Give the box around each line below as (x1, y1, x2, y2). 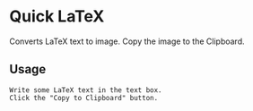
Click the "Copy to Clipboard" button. (9, 93, 159, 102)
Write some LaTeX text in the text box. (9, 85, 163, 95)
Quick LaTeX (9, 6, 105, 27)
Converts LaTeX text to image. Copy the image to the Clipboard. (9, 36, 245, 47)
